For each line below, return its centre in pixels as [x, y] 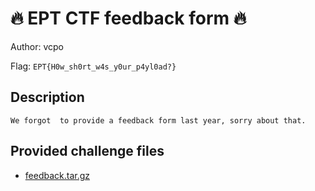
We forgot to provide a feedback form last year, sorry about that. [158, 120]
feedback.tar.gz [57, 175]
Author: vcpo [37, 46]
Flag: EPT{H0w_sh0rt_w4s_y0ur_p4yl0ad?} [93, 66]
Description [47, 97]
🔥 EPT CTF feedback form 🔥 [128, 18]
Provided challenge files [87, 151]
